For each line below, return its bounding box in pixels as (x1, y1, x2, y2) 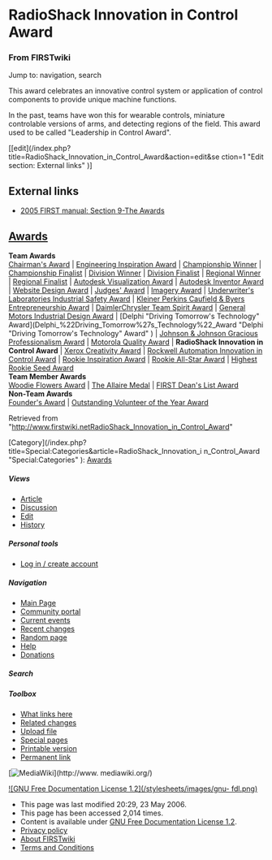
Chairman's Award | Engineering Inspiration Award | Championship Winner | (8, 260, 262, 270)
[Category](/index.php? (8, 438, 87, 447)
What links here (19, 709, 73, 720)
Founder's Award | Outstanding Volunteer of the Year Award (8, 398, 209, 408)
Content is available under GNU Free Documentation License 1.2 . (19, 817, 237, 827)
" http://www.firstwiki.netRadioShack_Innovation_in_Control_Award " (8, 422, 233, 432)
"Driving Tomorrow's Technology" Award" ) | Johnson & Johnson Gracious (8, 329, 258, 339)
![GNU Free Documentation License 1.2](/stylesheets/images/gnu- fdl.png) (8, 784, 258, 793)
